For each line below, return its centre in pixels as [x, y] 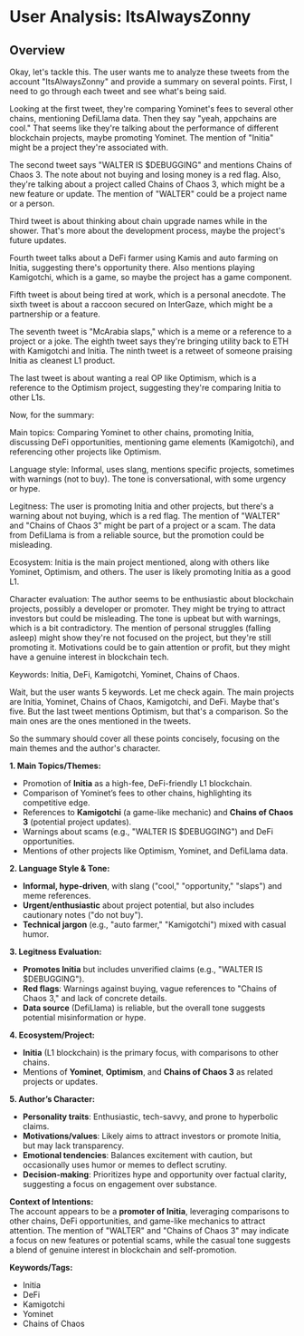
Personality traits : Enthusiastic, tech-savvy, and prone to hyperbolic [150, 1117]
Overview [38, 50]
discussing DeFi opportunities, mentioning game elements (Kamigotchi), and [152, 442]
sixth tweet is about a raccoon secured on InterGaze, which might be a [141, 304]
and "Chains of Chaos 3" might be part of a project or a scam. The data [142, 525]
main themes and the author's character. [85, 748]
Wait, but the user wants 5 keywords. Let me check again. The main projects [152, 692]
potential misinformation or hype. [84, 1017]
